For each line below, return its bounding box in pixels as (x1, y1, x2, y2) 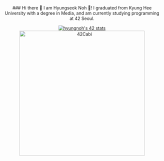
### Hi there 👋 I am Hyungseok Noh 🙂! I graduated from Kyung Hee (12, 5, 152, 10)
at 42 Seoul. (69, 15, 94, 21)
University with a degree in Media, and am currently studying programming (4, 10, 159, 16)
